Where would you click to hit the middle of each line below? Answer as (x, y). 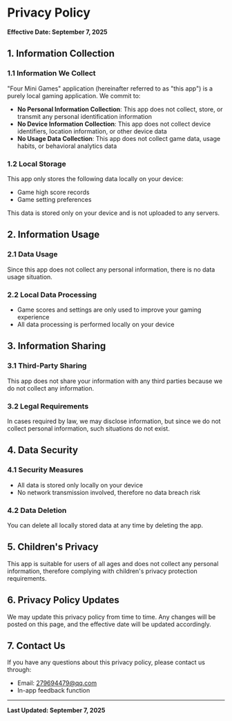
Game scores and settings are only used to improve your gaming (109, 310)
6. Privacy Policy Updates (63, 600)
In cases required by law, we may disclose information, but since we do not (114, 421)
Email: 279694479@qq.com (57, 683)
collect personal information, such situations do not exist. (89, 428)
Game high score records (53, 192)
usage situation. (30, 277)
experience (33, 317)
